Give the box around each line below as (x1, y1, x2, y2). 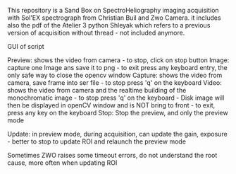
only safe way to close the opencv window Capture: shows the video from (7, 71, 223, 79)
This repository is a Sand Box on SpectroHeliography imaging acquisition (7, 6, 220, 14)
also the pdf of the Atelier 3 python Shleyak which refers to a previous (7, 21, 211, 29)
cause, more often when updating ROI (7, 158, 118, 167)
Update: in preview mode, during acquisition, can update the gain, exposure (7, 130, 228, 138)
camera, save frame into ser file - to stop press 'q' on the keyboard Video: (7, 79, 222, 87)
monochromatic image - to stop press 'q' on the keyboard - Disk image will (7, 93, 225, 102)
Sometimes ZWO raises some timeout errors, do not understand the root (7, 151, 218, 159)
